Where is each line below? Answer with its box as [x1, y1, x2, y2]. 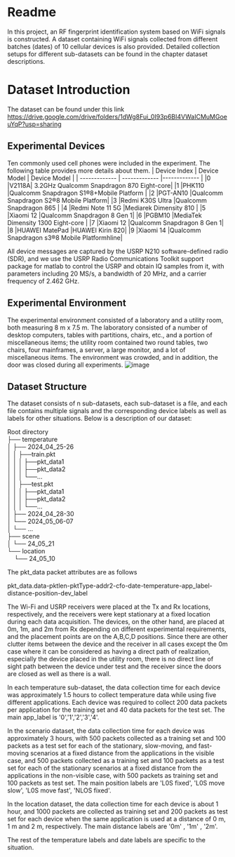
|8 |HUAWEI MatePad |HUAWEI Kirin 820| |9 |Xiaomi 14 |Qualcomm [7, 226, 201, 234]
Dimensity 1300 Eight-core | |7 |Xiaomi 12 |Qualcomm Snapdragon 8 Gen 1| [7, 218, 224, 227]
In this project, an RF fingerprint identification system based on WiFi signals [7, 27, 226, 36]
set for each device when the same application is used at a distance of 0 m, [7, 815, 226, 823]
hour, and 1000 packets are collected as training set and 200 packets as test [7, 807, 228, 816]
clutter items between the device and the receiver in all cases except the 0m [7, 640, 228, 649]
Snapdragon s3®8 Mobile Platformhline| [7, 233, 123, 242]
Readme [7, 4, 57, 20]
